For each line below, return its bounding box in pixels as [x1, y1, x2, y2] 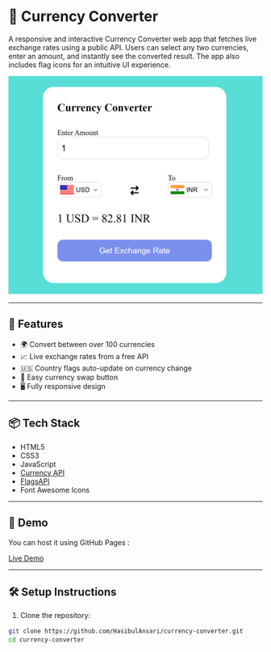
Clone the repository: [19, 611, 91, 620]
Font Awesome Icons [19, 485, 90, 494]
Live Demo [8, 553, 44, 563]
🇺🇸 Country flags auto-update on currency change [19, 363, 192, 373]
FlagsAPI [19, 476, 50, 486]
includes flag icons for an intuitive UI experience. [8, 60, 171, 70]
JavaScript [19, 459, 56, 468]
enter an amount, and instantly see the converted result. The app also [8, 51, 240, 61]
